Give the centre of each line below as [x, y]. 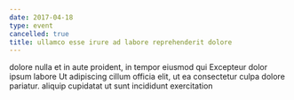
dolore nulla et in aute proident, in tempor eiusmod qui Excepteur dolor [139, 67]
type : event [31, 26]
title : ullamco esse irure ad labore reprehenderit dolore [121, 42]
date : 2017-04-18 [41, 17]
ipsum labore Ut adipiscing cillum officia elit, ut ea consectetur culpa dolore [147, 77]
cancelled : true [39, 34]
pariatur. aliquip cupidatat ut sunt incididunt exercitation [111, 86]
